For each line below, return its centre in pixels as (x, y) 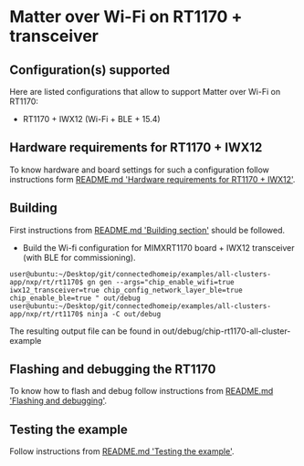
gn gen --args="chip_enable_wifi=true (161, 282)
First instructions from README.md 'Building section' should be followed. (147, 230)
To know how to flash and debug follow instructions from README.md (142, 391)
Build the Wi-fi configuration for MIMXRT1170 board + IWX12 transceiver (158, 247)
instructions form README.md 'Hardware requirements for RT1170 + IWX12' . (152, 179)
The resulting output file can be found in (85, 331)
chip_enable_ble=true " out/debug (75, 298)
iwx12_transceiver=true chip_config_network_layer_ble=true (126, 290)
